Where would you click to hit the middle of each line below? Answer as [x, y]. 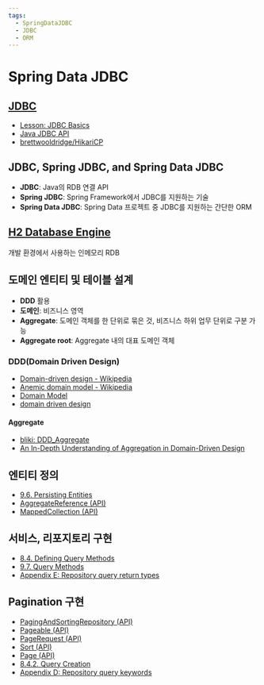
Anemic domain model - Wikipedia [76, 387]
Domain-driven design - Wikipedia [76, 379]
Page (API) [37, 655]
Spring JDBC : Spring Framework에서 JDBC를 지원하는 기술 [114, 197]
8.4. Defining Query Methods [67, 558]
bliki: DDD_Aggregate [54, 440]
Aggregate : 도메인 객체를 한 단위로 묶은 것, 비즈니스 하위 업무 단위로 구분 [133, 320]
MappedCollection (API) [59, 512]
